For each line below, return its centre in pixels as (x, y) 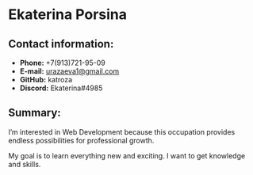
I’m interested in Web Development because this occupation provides (122, 131)
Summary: (34, 113)
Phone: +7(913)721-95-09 (62, 63)
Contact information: (61, 44)
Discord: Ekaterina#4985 (61, 88)
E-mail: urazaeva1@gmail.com (69, 71)
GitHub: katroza (46, 80)
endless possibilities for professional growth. (81, 140)
